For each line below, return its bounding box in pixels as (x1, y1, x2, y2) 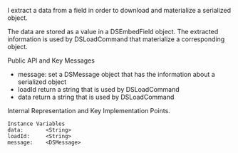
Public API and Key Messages (7, 56, 95, 65)
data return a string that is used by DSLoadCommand (17, 93, 175, 101)
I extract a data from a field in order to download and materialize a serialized (7, 6, 232, 14)
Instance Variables (7, 120, 66, 127)
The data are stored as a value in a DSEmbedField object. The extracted (7, 28, 219, 36)
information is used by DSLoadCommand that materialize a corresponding (7, 35, 225, 43)
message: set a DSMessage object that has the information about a (17, 70, 215, 78)
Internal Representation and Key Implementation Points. (7, 107, 171, 115)
